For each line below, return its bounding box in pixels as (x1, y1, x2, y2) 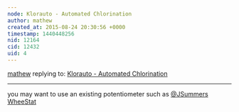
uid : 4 (7, 50, 27, 57)
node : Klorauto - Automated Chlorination (7, 10, 132, 18)
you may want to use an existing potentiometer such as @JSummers (7, 89, 208, 98)
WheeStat (7, 97, 37, 106)
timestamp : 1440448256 (7, 30, 75, 38)
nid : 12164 (7, 37, 40, 44)
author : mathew (7, 17, 53, 24)
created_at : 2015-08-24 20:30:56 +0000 (7, 23, 126, 30)
